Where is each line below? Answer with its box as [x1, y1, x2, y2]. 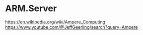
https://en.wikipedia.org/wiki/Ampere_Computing [5, 19, 106, 25]
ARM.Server [5, 3, 57, 14]
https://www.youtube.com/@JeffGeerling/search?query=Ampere [5, 24, 138, 30]
